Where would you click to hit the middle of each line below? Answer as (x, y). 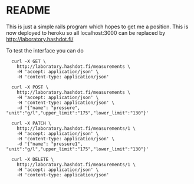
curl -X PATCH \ (31, 123)
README (28, 10)
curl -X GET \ (29, 61)
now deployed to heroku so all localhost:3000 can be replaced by (86, 32)
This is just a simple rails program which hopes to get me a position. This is (97, 27)
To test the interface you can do (45, 50)
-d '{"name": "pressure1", (50, 144)
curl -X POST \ (30, 87)
